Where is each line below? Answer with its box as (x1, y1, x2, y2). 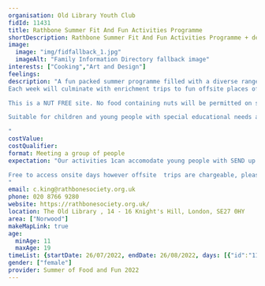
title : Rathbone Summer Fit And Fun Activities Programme (8, 26, 203, 34)
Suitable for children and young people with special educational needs (8, 113, 252, 121)
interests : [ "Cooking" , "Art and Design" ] (8, 63, 147, 71)
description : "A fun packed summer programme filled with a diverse (8, 77, 238, 85)
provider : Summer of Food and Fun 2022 (8, 266, 140, 274)
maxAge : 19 (15, 244, 51, 252)
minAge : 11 (15, 237, 51, 245)
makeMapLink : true (8, 222, 69, 230)
